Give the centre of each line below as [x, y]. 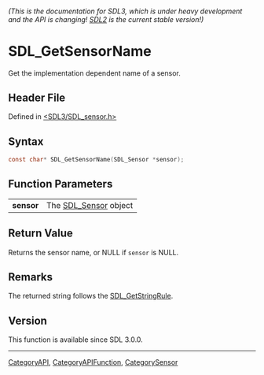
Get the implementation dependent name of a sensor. [94, 73]
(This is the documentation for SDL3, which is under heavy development [125, 11]
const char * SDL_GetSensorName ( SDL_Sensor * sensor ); [96, 160]
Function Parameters [60, 184]
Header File [37, 97]
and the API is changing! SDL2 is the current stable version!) [106, 19]
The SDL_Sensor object [90, 205]
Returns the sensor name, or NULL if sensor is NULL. [93, 252]
